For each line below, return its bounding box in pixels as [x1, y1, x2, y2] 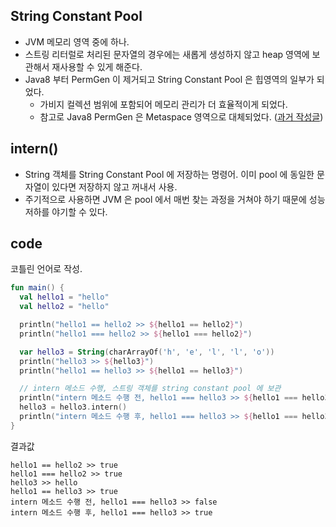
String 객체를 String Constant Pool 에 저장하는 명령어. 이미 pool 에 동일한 [24, 168, 315, 180]
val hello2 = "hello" [19, 302, 110, 312]
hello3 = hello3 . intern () [19, 402, 128, 413]
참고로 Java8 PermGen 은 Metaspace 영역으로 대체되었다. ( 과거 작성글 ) [39, 110, 324, 123]
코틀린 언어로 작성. [10, 263, 83, 275]
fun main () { [10, 283, 65, 293]
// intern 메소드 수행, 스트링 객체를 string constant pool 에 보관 [19, 384, 282, 394]
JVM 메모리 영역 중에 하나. [24, 35, 130, 48]
